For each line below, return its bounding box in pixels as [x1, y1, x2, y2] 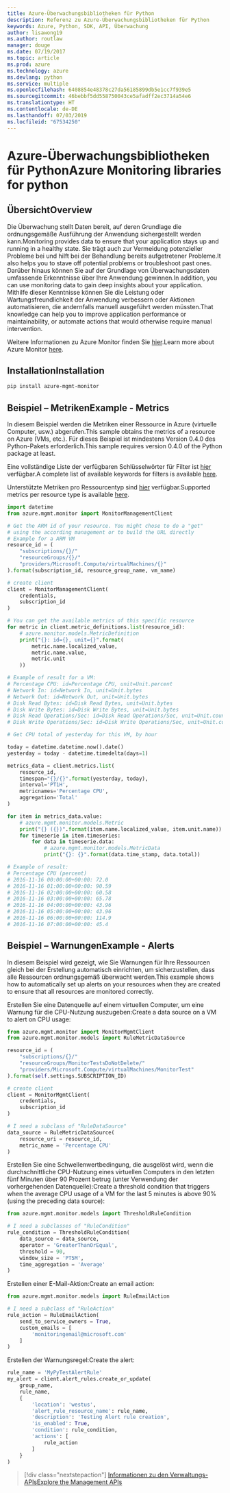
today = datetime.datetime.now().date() [7, 744, 125, 751]
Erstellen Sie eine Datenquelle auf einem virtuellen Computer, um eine [7, 1000, 204, 1008]
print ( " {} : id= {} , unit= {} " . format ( [19, 636, 125, 643]
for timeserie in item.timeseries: [19, 832, 121, 839]
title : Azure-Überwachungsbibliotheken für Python [7, 10, 155, 17]
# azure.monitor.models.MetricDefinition [19, 630, 139, 637]
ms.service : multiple [7, 80, 69, 87]
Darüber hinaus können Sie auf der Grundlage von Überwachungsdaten [7, 266, 210, 274]
